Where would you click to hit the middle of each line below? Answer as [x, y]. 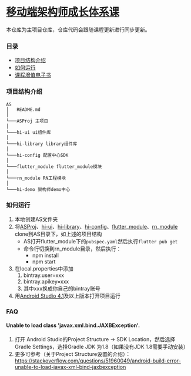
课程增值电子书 [33, 75]
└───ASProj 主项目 [27, 121]
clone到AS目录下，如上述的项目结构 [58, 234]
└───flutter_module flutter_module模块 [54, 166]
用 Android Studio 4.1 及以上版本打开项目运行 [67, 296]
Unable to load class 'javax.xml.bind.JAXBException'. [73, 325]
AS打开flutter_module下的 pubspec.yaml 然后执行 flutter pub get [100, 241]
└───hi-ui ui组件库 [29, 132]
